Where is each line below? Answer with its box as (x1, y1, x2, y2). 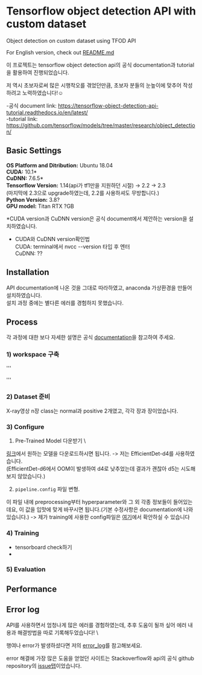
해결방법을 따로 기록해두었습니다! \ (17, 628, 98, 636)
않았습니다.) (17, 473, 46, 480)
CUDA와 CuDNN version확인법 (14, 235, 90, 242)
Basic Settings (6, 146, 62, 156)
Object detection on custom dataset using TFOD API (6, 37, 136, 44)
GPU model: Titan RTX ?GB (6, 202, 74, 210)
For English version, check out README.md (6, 48, 115, 56)
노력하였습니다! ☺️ (22, 89, 64, 96)
